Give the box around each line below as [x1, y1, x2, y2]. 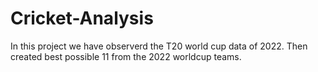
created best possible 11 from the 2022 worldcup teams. [10, 50, 242, 62]
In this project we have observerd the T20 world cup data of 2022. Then [10, 40, 308, 52]
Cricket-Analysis [10, 7, 154, 30]
